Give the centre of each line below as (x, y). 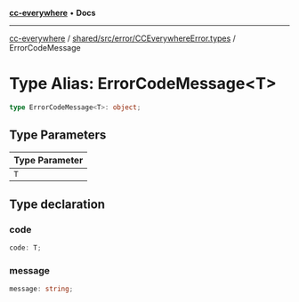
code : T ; (25, 248)
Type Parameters (58, 135)
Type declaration (57, 205)
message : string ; (41, 289)
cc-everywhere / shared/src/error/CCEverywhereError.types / (122, 38)
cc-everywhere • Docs (53, 13)
